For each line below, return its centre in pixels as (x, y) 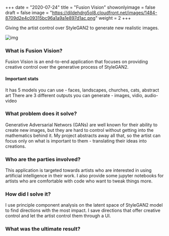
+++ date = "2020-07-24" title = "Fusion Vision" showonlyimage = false (80, 7)
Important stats (22, 78)
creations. (16, 146)
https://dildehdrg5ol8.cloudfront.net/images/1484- (105, 13)
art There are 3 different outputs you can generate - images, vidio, (74, 95)
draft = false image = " (29, 13)
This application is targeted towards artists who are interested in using (78, 170)
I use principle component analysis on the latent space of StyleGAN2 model (84, 205)
